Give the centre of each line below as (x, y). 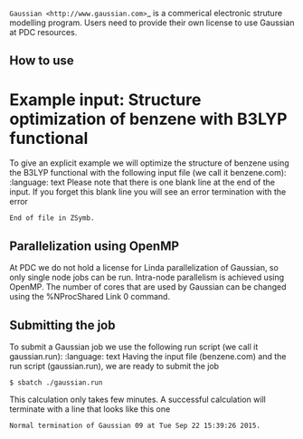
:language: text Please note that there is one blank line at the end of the (142, 182)
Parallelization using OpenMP (94, 246)
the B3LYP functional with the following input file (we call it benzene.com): (148, 173)
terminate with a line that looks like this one (90, 409)
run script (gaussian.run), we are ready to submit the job (114, 366)
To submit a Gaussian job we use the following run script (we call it (134, 347)
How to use (42, 61)
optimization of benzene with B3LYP (148, 119)
